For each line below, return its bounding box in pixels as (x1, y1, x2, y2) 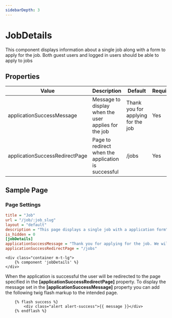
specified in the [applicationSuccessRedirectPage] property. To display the (5, 279, 166, 285)
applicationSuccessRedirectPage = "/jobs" (5, 246, 97, 251)
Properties (5, 72, 40, 81)
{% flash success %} (14, 300, 58, 305)
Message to (92, 96, 121, 103)
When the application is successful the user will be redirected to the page (5, 273, 161, 280)
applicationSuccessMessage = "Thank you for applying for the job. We (5, 241, 159, 246)
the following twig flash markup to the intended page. (5, 290, 118, 296)
